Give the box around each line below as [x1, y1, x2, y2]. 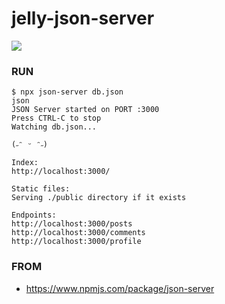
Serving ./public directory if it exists [11, 193, 187, 203]
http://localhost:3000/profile [11, 237, 142, 247]
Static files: [11, 184, 71, 194]
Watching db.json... [11, 122, 98, 132]
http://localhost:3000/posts [11, 219, 133, 229]
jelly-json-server [11, 7, 155, 30]
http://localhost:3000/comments [11, 228, 146, 238]
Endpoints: [11, 210, 57, 221]
